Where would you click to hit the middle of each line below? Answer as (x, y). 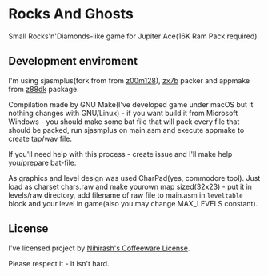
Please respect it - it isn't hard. (59, 263)
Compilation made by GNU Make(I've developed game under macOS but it (131, 104)
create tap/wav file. (40, 138)
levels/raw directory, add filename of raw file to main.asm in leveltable (126, 195)
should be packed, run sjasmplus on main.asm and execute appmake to (126, 130)
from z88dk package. (44, 89)
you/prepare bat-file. (42, 162)
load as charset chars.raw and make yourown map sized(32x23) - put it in (130, 186)
